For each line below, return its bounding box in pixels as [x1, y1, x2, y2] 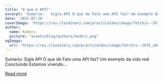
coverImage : [5, 20, 29, 26]
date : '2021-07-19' [5, 16, 45, 21]
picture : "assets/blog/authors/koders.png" [9, 34, 98, 39]
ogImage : [5, 39, 23, 43]
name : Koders [9, 29, 36, 34]
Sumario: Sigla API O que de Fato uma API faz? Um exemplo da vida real [5, 56, 149, 62]
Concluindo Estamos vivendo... [5, 61, 67, 67]
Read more [5, 70, 27, 76]
